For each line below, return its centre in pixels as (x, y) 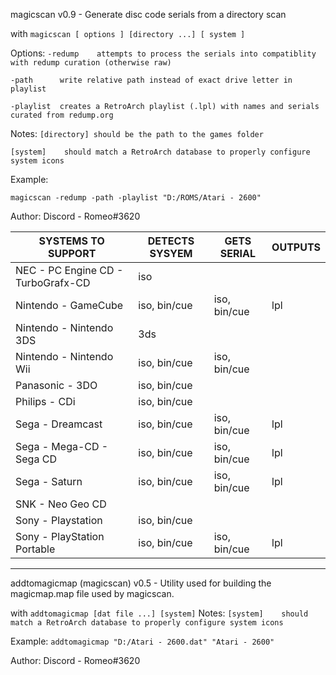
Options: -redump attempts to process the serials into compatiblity (163, 53)
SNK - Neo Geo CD (61, 504)
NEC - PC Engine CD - (69, 270)
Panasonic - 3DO (56, 385)
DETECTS (171, 241)
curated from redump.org (62, 115)
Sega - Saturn (49, 481)
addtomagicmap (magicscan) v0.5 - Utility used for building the (141, 583)
